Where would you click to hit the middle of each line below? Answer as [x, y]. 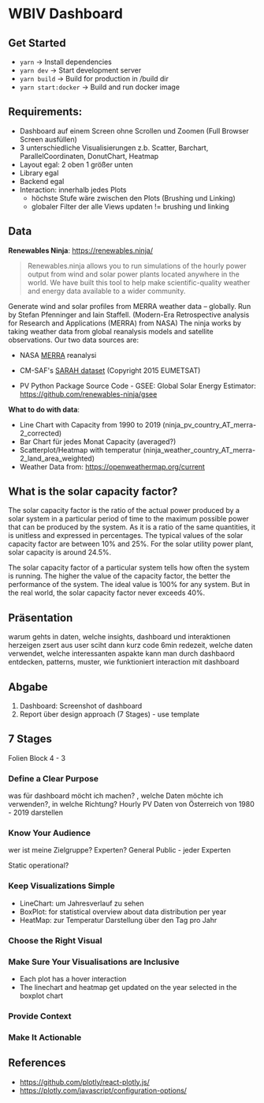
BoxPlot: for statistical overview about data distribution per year [123, 911]
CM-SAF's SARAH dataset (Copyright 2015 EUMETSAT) [110, 370]
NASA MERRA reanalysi [58, 355]
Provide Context [40, 1016]
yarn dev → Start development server [80, 70]
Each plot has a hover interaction [73, 979]
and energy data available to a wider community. [106, 291]
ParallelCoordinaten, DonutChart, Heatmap [89, 156]
